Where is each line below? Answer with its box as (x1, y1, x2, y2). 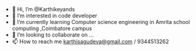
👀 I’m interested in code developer (11, 12, 98, 19)
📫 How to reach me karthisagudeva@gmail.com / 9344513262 (11, 38, 169, 45)
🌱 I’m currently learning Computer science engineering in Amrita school (11, 19, 190, 25)
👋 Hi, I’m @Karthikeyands (11, 6, 75, 13)
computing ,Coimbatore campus (11, 25, 92, 32)
